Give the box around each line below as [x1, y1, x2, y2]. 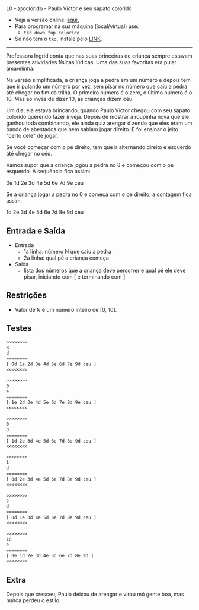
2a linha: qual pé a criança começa [23, 254, 110, 261]
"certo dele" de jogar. [6, 132, 59, 140]
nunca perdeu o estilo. [6, 596, 61, 604]
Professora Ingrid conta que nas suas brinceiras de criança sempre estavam [6, 52, 192, 59]
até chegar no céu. [6, 150, 52, 157]
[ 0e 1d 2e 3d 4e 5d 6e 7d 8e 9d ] [6, 553, 94, 559]
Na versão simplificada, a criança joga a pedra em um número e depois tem [6, 77, 191, 84]
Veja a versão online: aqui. [14, 17, 79, 24]
